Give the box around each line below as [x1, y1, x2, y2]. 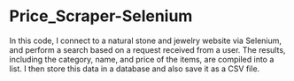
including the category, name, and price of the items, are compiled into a [9, 54, 275, 64]
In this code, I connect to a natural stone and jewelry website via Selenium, [9, 35, 282, 46]
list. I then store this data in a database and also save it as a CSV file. [9, 63, 260, 74]
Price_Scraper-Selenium [9, 6, 193, 26]
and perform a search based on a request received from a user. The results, [9, 44, 286, 55]
